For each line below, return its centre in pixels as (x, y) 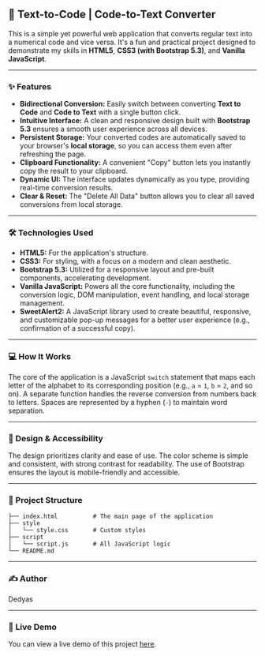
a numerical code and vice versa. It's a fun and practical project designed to (132, 42)
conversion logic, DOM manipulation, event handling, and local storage (134, 295)
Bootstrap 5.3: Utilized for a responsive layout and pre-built (117, 270)
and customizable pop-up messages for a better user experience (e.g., (134, 320)
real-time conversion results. (66, 188)
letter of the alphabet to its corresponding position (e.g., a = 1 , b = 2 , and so (131, 385)
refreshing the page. (53, 154)
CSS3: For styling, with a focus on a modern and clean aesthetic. (125, 261)
